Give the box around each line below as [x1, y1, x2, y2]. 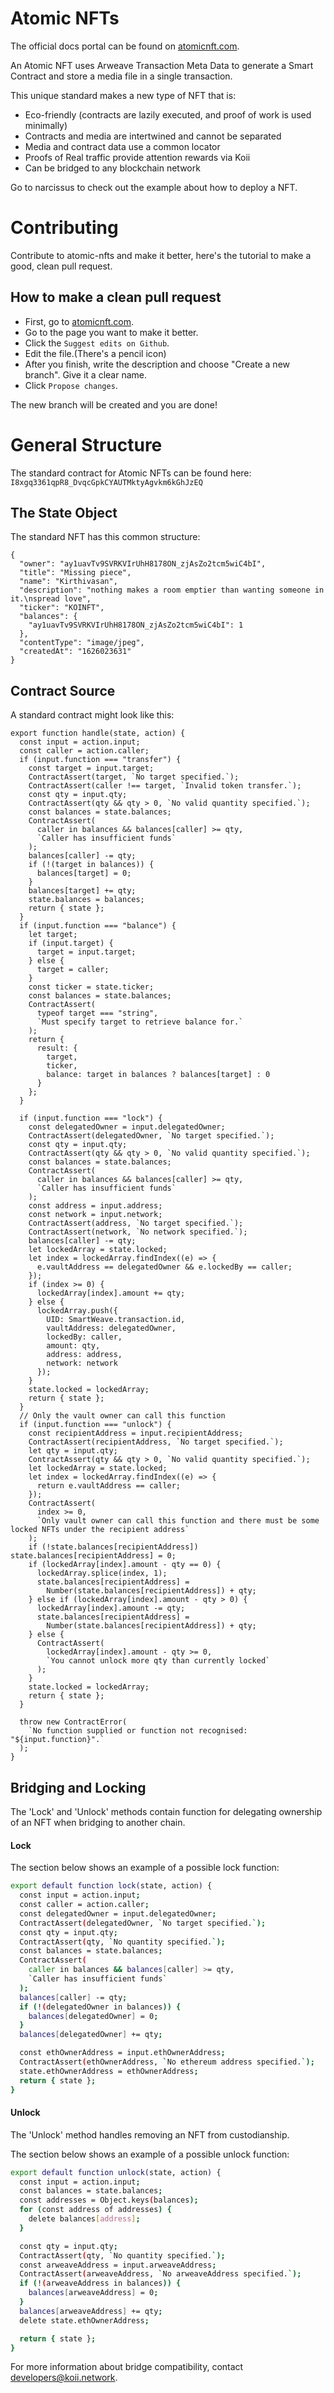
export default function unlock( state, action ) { [10, 2167, 222, 2177]
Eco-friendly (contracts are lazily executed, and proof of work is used [24, 108, 312, 121]
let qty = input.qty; [28, 1446, 118, 1456]
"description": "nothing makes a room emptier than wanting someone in [19, 585, 325, 596]
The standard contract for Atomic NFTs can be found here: [10, 467, 252, 479]
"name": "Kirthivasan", [19, 577, 118, 587]
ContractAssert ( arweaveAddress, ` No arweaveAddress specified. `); [19, 2269, 302, 2279]
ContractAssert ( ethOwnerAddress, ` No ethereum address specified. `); [19, 2057, 315, 2067]
